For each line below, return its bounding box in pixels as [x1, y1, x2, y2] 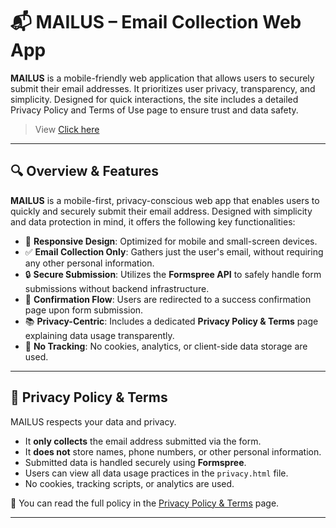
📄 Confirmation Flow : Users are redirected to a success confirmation [24, 293, 312, 305]
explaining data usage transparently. [24, 329, 175, 341]
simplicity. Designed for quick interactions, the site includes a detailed [10, 93, 299, 105]
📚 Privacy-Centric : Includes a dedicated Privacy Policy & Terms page [24, 315, 319, 327]
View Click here [34, 123, 100, 135]
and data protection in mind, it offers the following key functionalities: [10, 215, 296, 228]
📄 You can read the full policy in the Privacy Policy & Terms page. [10, 497, 280, 509]
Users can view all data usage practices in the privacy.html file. [24, 467, 289, 479]
